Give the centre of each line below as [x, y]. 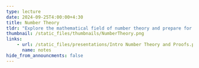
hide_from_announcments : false [45, 56]
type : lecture [24, 12]
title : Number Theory [33, 22]
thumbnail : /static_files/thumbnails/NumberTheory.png [75, 34]
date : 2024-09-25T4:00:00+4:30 [45, 17]
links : [14, 39]
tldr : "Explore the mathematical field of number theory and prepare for [99, 28]
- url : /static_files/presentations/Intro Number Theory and [94, 45]
